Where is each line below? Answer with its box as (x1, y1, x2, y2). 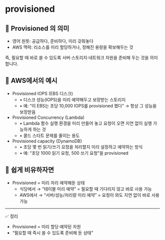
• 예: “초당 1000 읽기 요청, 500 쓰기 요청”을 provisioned (19, 150, 129, 156)
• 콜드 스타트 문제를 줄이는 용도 (19, 133, 80, 138)
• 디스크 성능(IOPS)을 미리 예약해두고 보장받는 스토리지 (19, 97, 126, 103)
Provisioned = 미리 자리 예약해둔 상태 (12, 180, 85, 186)
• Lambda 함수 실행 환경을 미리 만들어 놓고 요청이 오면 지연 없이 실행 (19, 120, 152, 126)
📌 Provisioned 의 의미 (5, 24, 70, 32)
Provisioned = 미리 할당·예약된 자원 (12, 223, 81, 229)
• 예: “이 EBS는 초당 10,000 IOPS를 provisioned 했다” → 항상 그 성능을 (19, 103, 157, 108)
